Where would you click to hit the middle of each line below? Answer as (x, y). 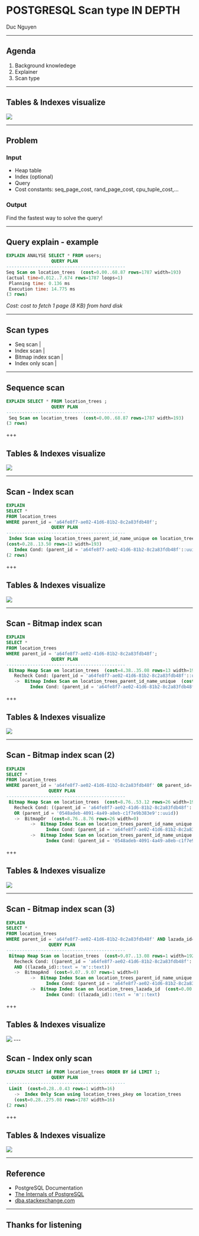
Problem (22, 140)
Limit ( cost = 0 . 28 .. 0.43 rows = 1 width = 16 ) (62, 1089)
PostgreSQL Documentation (49, 1188)
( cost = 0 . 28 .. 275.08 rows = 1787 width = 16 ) (65, 1100)
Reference (26, 1173)
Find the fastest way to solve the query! (54, 218)
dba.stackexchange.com (45, 1201)
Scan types (28, 330)
